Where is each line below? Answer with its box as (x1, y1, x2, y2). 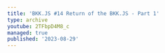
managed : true (7, 29, 49, 36)
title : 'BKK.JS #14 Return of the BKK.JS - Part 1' (7, 10, 159, 17)
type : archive (7, 17, 49, 23)
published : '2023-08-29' (7, 36, 79, 43)
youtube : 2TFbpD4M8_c (7, 23, 70, 30)
